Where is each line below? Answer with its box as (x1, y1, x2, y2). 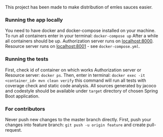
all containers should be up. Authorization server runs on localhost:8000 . (5, 38, 154, 44)
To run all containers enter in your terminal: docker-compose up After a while (5, 33, 159, 39)
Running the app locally (5, 16, 63, 23)
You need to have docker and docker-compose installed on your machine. (5, 28, 156, 34)
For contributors (5, 105, 45, 112)
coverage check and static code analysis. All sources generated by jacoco (5, 82, 157, 88)
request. (5, 127, 22, 133)
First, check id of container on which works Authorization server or (5, 67, 142, 73)
